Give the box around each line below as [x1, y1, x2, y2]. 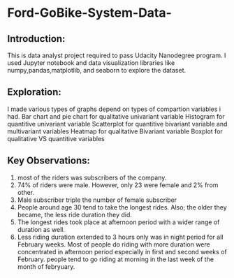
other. [17, 188, 35, 196]
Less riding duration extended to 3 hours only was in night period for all [17, 233, 224, 241]
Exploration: [7, 86, 61, 98]
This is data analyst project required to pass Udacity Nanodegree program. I [7, 51, 226, 59]
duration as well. [17, 225, 65, 233]
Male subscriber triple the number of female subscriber [17, 196, 177, 204]
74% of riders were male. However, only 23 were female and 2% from [17, 180, 219, 189]
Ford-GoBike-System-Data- [7, 5, 173, 21]
